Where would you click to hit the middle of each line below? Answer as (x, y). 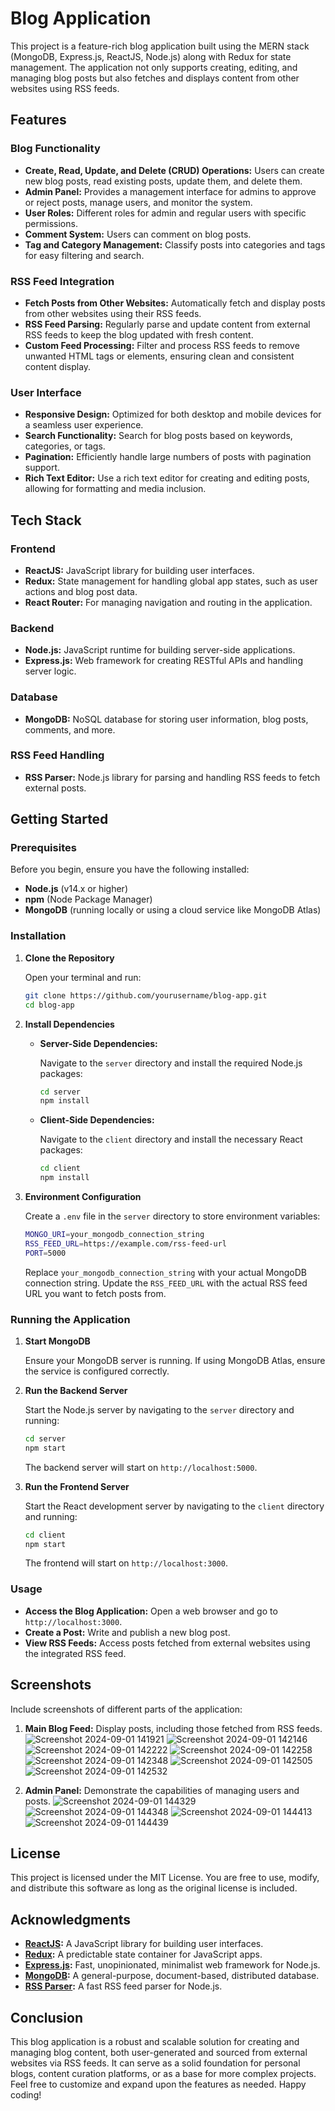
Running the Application (70, 1319)
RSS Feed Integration (62, 281)
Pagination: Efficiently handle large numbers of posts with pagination (168, 457)
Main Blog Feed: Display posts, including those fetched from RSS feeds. (173, 1728)
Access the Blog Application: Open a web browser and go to (151, 1611)
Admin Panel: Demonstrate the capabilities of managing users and (162, 1790)
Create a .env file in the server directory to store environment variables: (172, 1216)
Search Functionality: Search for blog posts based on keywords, (158, 436)
